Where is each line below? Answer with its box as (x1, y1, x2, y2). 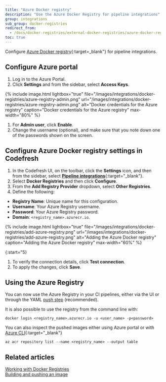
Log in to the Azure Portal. (12, 76, 66, 82)
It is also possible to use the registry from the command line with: (5, 306, 138, 313)
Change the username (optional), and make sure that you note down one (12, 127, 161, 133)
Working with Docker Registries (5, 366, 69, 372)
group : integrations (5, 16, 48, 21)
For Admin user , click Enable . (12, 122, 74, 127)
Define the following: (12, 189, 55, 194)
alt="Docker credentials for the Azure (81, 101, 158, 107)
